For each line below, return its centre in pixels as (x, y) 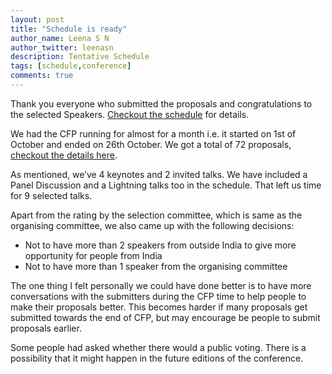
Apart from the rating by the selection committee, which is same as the (156, 215)
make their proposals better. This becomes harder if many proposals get (159, 307)
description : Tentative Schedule (80, 57)
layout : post (37, 19)
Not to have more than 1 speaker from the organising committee (156, 266)
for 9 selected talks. (51, 195)
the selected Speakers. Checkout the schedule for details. (130, 114)
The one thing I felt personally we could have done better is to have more (161, 285)
